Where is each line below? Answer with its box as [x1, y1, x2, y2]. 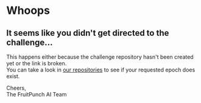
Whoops [6, 4, 51, 18]
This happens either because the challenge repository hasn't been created [6, 53, 194, 61]
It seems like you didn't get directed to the [6, 28, 169, 38]
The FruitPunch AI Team [6, 91, 67, 98]
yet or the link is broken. [6, 60, 67, 67]
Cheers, [6, 84, 26, 91]
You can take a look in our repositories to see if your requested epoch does [6, 66, 196, 73]
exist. [6, 73, 20, 79]
